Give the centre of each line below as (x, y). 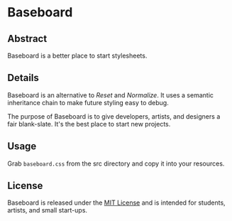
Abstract (27, 39)
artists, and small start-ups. (47, 210)
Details (23, 78)
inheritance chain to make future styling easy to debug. (88, 102)
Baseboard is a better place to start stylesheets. (77, 55)
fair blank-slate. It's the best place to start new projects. (89, 124)
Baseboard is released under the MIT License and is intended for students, (116, 203)
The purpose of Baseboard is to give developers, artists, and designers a (114, 116)
